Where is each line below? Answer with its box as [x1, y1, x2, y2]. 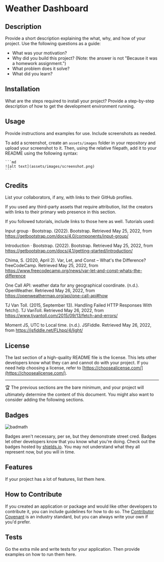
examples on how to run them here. [5, 551, 77, 557]
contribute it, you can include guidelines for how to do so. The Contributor [5, 508, 154, 514]
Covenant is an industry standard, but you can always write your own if [5, 514, 148, 519]
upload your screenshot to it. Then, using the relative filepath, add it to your [5, 145, 157, 151]
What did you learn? [12, 71, 53, 76]
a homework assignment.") [12, 61, 66, 66]
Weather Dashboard [5, 3, 89, 14]
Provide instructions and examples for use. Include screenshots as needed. [5, 130, 157, 136]
